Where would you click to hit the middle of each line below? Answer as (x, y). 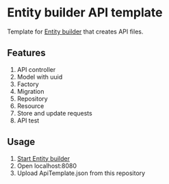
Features (26, 53)
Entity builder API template (85, 13)
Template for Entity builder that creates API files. (75, 31)
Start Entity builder (43, 158)
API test (28, 120)
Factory (28, 84)
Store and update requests (54, 113)
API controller (36, 69)
